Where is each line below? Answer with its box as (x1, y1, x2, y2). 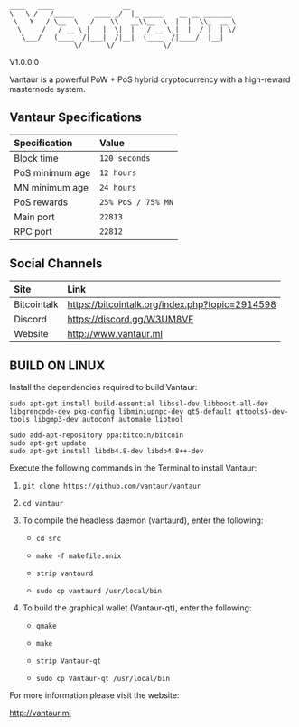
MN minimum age (14, 181, 89, 193)
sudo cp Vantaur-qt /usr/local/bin (35, 675, 170, 684)
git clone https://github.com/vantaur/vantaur (22, 481, 201, 491)
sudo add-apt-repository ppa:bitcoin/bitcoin (9, 431, 183, 440)
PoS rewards (14, 196, 69, 209)
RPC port (14, 225, 52, 238)
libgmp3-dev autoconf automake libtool (33, 415, 183, 424)
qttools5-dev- (235, 407, 289, 416)
